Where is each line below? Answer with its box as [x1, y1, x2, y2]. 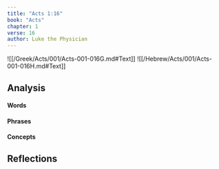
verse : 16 [7, 29, 36, 37]
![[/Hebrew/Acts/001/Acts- [136, 54, 212, 63]
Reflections [7, 152, 58, 164]
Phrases [7, 117, 32, 125]
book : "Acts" [7, 17, 45, 23]
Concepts [7, 132, 36, 141]
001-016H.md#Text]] [7, 62, 66, 70]
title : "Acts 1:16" [7, 10, 63, 17]
